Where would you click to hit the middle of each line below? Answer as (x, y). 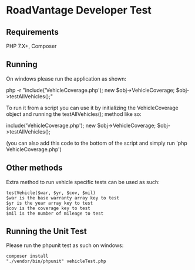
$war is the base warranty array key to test (63, 198)
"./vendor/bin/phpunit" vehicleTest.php (56, 261)
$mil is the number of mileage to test (55, 213)
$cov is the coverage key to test (48, 208)
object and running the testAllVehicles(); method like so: (74, 114)
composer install (27, 256)
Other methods (34, 168)
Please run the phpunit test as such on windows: (65, 245)
